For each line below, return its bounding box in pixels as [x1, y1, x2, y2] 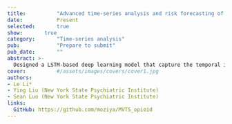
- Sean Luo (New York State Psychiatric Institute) [7, 94, 159, 101]
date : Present [7, 17, 79, 23]
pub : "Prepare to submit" [7, 42, 116, 49]
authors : [7, 74, 32, 81]
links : [7, 100, 26, 107]
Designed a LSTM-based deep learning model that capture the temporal [13, 61, 221, 68]
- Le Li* [7, 81, 32, 87]
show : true [7, 29, 57, 37]
